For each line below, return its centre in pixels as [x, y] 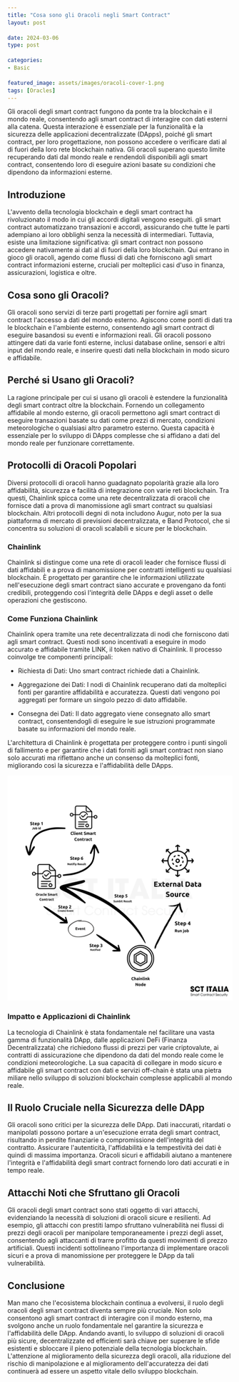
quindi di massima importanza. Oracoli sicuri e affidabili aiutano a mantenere [120, 1155]
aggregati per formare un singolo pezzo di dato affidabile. [102, 700]
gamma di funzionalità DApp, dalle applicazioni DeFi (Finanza [97, 1040]
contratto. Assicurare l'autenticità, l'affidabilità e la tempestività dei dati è [115, 1148]
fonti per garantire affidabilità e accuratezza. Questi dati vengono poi [119, 692]
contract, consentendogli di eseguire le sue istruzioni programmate [116, 721]
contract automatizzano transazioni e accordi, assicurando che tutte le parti [119, 227]
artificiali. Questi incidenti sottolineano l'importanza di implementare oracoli [118, 1248]
